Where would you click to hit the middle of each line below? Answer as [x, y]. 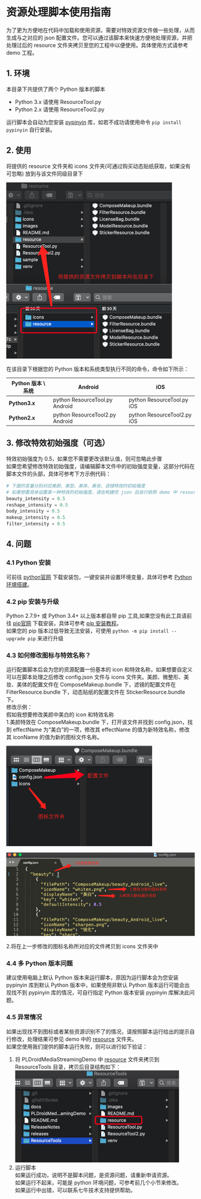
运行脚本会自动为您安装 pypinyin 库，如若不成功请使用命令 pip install [94, 122]
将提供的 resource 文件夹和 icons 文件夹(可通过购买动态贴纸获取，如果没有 [98, 166]
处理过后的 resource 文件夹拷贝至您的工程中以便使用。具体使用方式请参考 [97, 45]
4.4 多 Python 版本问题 [39, 963]
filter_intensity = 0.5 [36, 524]
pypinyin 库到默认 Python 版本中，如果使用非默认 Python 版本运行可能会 [95, 985]
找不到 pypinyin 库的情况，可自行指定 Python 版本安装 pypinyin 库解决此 [100, 993]
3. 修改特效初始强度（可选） [58, 443]
